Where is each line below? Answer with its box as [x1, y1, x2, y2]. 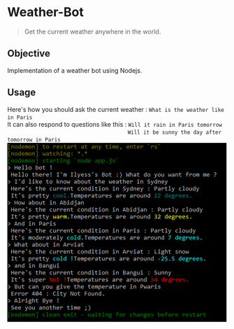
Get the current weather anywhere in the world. [24, 27, 161, 36]
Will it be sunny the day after [127, 129, 222, 136]
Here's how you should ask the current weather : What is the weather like [7, 105, 225, 113]
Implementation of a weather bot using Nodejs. [7, 66, 142, 74]
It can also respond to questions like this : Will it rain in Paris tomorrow [7, 120, 222, 128]
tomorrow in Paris [7, 136, 61, 143]
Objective [7, 48, 51, 59]
